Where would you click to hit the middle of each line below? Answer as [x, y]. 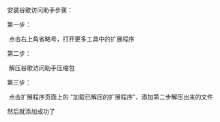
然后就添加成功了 [31, 111]
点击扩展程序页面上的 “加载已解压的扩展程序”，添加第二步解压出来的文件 [111, 97]
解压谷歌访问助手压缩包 [42, 68]
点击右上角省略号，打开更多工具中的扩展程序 [71, 39]
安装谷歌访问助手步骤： [40, 10]
